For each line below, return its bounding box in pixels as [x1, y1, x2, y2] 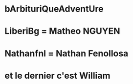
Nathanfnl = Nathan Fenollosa [4, 48, 129, 59]
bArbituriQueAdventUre [4, 3, 104, 15]
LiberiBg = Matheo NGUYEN [4, 26, 120, 37]
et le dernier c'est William [4, 70, 111, 81]
